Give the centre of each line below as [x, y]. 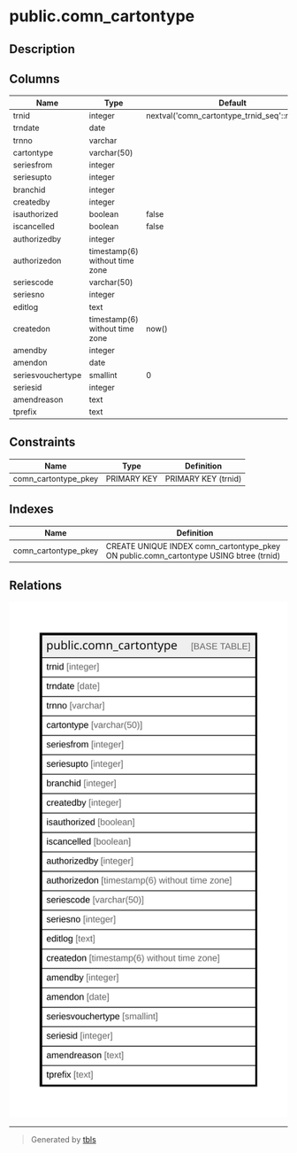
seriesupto [32, 177]
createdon [32, 329]
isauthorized [36, 214]
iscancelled [34, 227]
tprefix [25, 412]
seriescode [34, 282]
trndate [26, 128]
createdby [31, 202]
